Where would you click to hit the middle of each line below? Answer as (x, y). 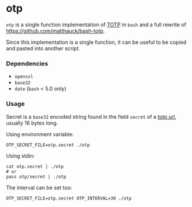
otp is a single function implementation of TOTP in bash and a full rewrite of (96, 25)
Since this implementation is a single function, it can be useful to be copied (96, 42)
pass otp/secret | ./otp (36, 177)
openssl (24, 77)
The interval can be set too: (39, 187)
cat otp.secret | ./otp (35, 166)
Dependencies (27, 63)
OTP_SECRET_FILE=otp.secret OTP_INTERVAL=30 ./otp (69, 198)
